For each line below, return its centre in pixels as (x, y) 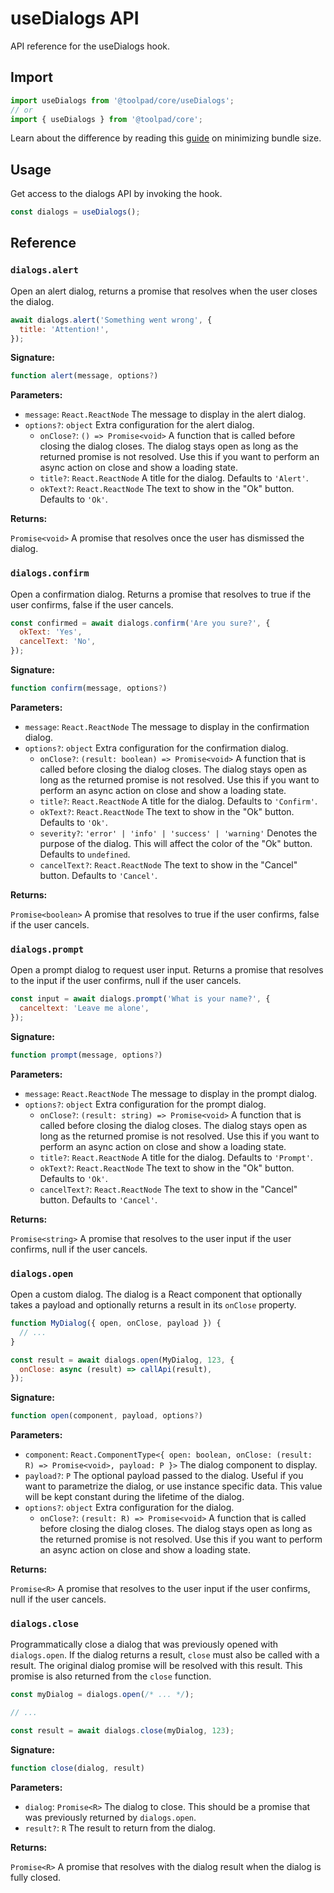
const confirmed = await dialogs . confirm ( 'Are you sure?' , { (140, 623)
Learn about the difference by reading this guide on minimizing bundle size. (166, 138)
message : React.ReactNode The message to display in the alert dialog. (165, 414)
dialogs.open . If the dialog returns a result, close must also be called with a (165, 1655)
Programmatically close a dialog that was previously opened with (144, 1644)
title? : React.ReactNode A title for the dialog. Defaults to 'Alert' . (174, 478)
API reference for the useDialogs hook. (90, 46)
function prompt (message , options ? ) (86, 1055)
